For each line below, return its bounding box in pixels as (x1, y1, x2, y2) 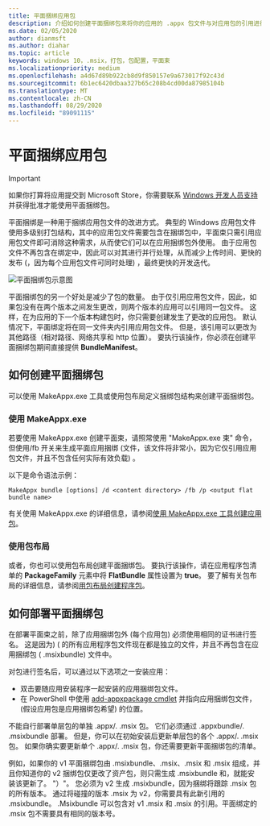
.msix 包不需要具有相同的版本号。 (8, 809, 120, 819)
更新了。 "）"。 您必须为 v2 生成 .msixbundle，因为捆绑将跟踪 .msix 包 (22, 778, 257, 788)
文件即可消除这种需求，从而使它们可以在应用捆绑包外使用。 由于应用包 (22, 237, 257, 247)
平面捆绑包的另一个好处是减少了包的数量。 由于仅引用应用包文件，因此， (8, 292, 250, 301)
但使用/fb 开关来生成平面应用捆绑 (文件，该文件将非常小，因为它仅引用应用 (8, 443, 257, 453)
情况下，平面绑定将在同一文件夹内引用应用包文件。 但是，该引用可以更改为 (8, 322, 257, 331)
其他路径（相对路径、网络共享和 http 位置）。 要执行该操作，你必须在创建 (8, 332, 249, 342)
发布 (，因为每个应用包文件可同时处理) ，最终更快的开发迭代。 (8, 257, 215, 267)
